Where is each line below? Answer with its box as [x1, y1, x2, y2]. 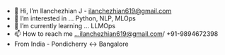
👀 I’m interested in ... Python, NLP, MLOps [13, 14, 137, 23]
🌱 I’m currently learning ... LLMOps [13, 22, 116, 30]
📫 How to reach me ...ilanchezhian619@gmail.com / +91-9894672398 [13, 30, 219, 38]
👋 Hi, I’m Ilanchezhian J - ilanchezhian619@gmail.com [13, 7, 172, 15]
